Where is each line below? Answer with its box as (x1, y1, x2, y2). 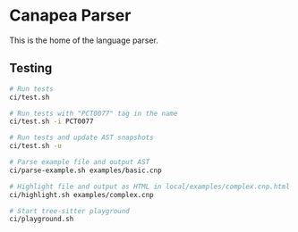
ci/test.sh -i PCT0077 (9, 117, 94, 126)
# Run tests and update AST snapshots (9, 133, 154, 143)
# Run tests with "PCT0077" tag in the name (9, 109, 178, 118)
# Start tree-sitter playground (9, 206, 130, 215)
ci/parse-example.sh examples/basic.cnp (9, 166, 163, 175)
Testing (9, 61, 53, 76)
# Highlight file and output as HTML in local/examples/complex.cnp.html (9, 182, 291, 191)
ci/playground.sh (9, 215, 74, 224)
